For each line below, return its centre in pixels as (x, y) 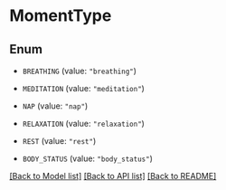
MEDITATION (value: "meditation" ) (83, 88)
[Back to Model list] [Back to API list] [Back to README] (113, 176)
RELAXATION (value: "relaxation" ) (83, 123)
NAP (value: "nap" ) (55, 106)
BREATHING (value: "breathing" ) (80, 71)
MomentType (61, 16)
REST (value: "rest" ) (59, 141)
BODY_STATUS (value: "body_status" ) (88, 158)
